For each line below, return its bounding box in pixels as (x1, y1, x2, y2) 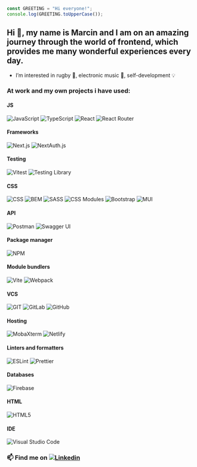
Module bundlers (7, 263, 50, 271)
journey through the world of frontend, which (7, 37, 178, 47)
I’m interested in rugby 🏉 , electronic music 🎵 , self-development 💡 (15, 72, 176, 79)
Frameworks (7, 128, 39, 136)
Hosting (7, 317, 27, 324)
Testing (7, 155, 26, 162)
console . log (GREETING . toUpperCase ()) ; (7, 11, 103, 17)
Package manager (7, 236, 53, 244)
